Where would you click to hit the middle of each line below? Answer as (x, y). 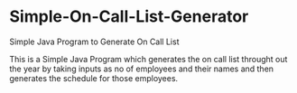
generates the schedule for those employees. (94, 78)
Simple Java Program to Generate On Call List (94, 42)
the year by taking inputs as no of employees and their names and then (141, 69)
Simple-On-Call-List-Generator (129, 17)
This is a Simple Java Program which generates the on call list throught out (148, 59)
